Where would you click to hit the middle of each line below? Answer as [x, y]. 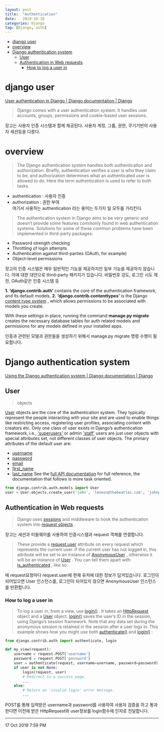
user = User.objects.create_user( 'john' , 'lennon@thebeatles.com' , [75, 492]
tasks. [23, 186]
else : [20, 686]
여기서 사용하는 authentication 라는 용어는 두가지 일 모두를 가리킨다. [77, 208]
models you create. [24, 306]
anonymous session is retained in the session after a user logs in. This [88, 627]
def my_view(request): [28, 649]
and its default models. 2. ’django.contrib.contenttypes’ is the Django [76, 296]
